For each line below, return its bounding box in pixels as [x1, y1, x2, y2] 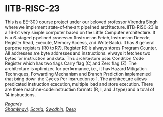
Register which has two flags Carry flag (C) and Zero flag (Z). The [5, 60, 137, 66]
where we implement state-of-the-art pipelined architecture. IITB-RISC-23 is [5, 24, 158, 30]
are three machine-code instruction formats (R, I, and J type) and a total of [5, 86, 155, 92]
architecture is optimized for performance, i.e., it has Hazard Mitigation [5, 65, 147, 71]
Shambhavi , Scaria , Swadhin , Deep [5, 106, 76, 112]
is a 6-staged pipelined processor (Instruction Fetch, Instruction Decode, [5, 35, 151, 40]
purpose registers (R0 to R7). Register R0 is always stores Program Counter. [5, 45, 157, 51]
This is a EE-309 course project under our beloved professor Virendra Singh [5, 19, 158, 25]
